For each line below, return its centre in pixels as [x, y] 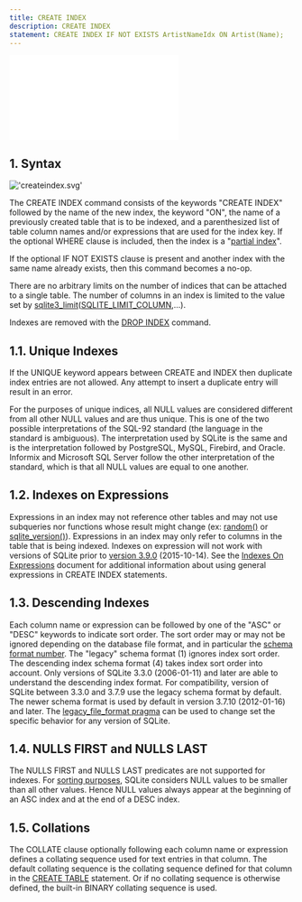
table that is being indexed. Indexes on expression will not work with [136, 545]
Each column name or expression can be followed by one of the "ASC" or [145, 625]
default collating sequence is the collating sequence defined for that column [151, 869]
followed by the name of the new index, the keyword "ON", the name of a [145, 212]
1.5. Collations [50, 828]
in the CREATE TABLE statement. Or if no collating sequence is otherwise [145, 879]
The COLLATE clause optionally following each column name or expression [149, 850]
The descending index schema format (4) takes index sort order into [136, 663]
